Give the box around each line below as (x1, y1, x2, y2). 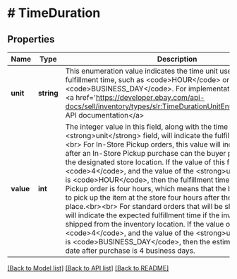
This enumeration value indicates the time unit (65, 66, 219, 76)
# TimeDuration (7, 5, 101, 21)
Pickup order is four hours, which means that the (65, 184, 227, 193)
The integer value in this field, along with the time (65, 122, 228, 132)
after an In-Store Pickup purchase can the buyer (65, 149, 226, 158)
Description (157, 55, 197, 64)
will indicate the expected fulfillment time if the (65, 210, 220, 220)
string (37, 89, 59, 98)
